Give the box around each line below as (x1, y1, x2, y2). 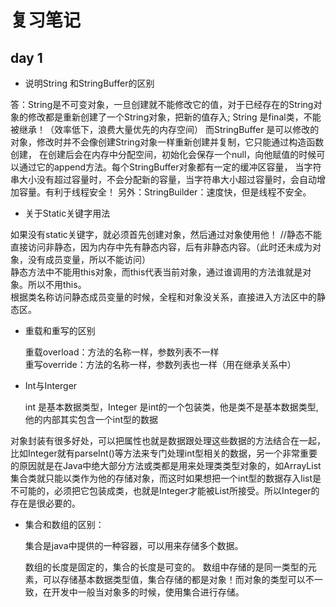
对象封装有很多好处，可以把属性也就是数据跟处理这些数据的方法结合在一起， (10, 435, 326, 446)
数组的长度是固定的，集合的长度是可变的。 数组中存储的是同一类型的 (24, 561, 308, 573)
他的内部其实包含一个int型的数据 (24, 414, 159, 425)
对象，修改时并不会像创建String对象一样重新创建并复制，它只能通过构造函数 (10, 136, 325, 148)
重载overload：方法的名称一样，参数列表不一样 (24, 346, 220, 358)
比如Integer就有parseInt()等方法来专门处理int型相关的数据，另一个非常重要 (10, 447, 318, 459)
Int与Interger (24, 380, 78, 391)
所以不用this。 (27, 279, 87, 290)
